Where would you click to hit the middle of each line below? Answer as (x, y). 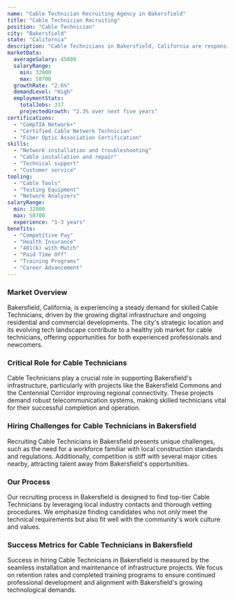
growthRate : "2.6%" (42, 85)
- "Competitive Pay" (43, 235)
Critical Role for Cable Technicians (67, 363)
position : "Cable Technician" (51, 27)
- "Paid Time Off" (41, 255)
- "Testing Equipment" (47, 190)
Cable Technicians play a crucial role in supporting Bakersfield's (100, 378)
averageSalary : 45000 (45, 60)
